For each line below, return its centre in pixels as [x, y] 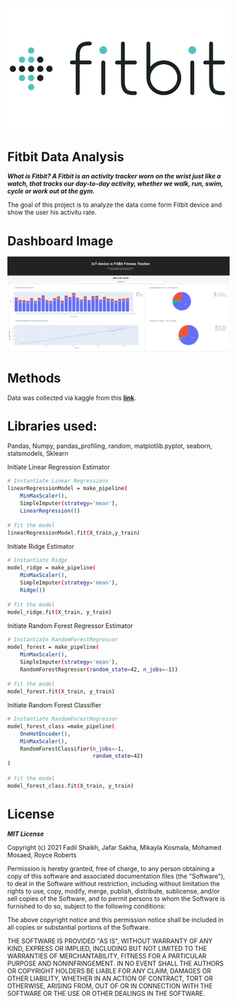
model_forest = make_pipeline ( [53, 647]
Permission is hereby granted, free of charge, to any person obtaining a [111, 868]
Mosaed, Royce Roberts [42, 855]
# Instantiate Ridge [38, 560]
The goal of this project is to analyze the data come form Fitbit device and [115, 205]
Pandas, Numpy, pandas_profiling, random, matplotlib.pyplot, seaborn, [110, 446]
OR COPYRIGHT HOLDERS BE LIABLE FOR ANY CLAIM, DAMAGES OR [109, 971]
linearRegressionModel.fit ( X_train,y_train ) [74, 533]
